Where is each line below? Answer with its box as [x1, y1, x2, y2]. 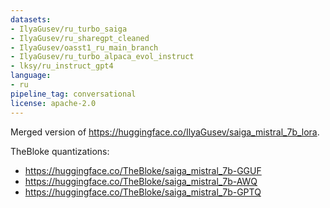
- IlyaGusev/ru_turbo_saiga [10, 24, 128, 34]
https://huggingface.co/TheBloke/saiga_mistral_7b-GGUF [24, 164, 262, 176]
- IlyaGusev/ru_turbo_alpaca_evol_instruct [10, 52, 195, 62]
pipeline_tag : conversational [10, 89, 137, 99]
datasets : [10, 14, 52, 25]
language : [10, 71, 52, 81]
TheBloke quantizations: [10, 145, 110, 157]
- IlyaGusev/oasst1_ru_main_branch [10, 42, 159, 53]
